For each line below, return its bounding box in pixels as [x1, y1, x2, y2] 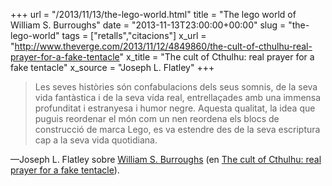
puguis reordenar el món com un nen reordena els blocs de [34, 113, 280, 124]
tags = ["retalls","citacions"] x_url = [61, 30, 207, 41]
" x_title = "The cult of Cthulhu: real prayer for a [119, 51, 315, 63]
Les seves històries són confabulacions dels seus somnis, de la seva [34, 81, 318, 93]
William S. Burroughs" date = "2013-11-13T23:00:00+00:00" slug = [10, 19, 287, 31]
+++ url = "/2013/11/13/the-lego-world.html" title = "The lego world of [10, 9, 297, 20]
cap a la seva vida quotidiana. [34, 134, 158, 146]
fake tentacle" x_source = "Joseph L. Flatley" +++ [10, 62, 215, 73]
